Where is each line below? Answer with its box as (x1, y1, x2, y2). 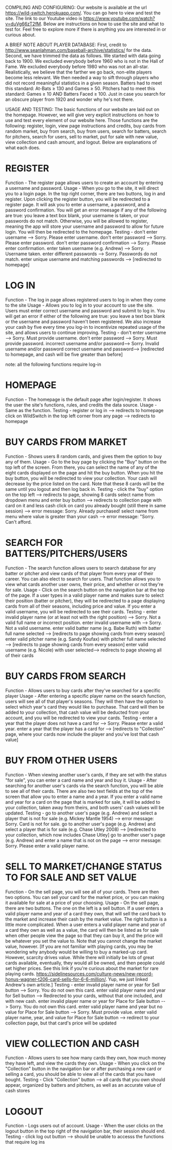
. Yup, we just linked (105, 976, 148, 982)
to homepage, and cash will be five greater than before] (5, 351, 123, 357)
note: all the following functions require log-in (5, 361, 101, 367)
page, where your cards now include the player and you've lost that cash (5, 731, 159, 737)
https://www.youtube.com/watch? (83, 15, 155, 21)
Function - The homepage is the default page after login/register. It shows (5, 396, 161, 402)
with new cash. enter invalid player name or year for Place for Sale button (5, 998, 160, 1004)
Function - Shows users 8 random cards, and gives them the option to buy (5, 453, 162, 459)
